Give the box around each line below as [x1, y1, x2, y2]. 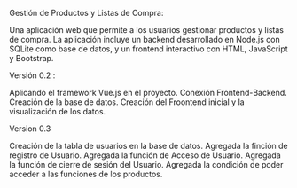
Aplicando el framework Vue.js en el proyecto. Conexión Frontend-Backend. [9, 88, 288, 98]
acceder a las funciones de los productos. [9, 168, 163, 179]
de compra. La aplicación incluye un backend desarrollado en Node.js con [9, 35, 281, 44]
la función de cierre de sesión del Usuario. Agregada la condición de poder [9, 160, 284, 169]
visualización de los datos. [9, 106, 106, 116]
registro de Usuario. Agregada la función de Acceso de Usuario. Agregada [9, 150, 281, 161]
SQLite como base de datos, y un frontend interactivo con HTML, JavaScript [9, 43, 288, 54]
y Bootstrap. [9, 53, 54, 63]
